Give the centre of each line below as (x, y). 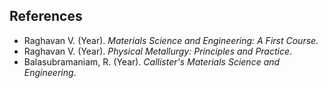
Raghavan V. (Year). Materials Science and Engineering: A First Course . (171, 40)
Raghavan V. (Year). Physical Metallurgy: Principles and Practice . (158, 51)
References (46, 16)
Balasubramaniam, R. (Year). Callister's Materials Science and (152, 61)
